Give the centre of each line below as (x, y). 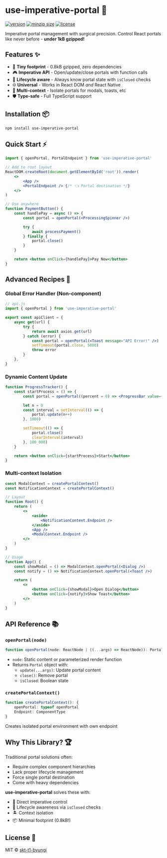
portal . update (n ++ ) (52, 415)
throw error (44, 350)
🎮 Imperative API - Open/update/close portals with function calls (80, 72)
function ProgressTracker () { (37, 387)
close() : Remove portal (44, 675)
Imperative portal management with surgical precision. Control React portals (83, 33)
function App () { (23, 562)
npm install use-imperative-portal (42, 128)
